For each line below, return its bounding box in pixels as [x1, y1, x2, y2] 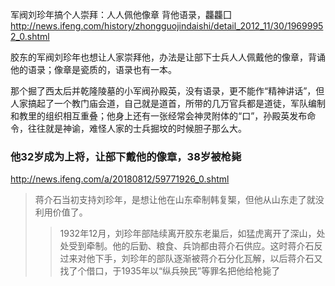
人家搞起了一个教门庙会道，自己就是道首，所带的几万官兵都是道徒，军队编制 [10, 98, 326, 109]
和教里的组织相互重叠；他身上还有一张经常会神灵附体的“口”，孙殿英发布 [10, 110, 308, 122]
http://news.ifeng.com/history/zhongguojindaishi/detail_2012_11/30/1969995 [10, 20, 324, 32]
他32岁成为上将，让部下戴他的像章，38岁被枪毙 [10, 149, 242, 163]
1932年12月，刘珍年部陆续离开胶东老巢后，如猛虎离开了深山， [59, 228, 317, 240]
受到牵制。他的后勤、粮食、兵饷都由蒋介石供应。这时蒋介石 [68, 240, 315, 252]
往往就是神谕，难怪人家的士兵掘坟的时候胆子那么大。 [27, 123, 247, 134]
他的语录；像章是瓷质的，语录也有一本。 [10, 64, 177, 75]
